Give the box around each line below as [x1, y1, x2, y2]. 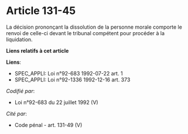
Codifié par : [6, 87, 35, 94]
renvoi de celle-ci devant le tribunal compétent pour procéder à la [6, 29, 165, 36]
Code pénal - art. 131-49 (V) [14, 121, 83, 128]
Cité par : [6, 110, 28, 117]
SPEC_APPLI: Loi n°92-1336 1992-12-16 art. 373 [14, 76, 131, 83]
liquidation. [6, 36, 33, 43]
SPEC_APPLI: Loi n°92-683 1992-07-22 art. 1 [14, 70, 123, 77]
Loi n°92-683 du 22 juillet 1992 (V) [14, 98, 98, 106]
